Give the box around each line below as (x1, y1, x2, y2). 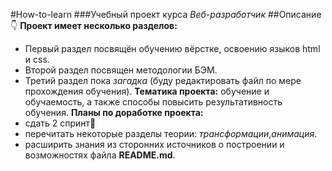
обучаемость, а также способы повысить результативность (24, 96, 283, 108)
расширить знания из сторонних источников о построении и (24, 139, 285, 150)
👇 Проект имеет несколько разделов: (10, 20, 178, 31)
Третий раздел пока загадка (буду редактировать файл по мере (24, 75, 302, 86)
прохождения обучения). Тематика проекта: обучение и (24, 85, 270, 97)
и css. (24, 54, 50, 65)
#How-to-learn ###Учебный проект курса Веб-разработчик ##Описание (10, 9, 322, 20)
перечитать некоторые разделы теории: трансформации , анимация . (24, 128, 318, 139)
